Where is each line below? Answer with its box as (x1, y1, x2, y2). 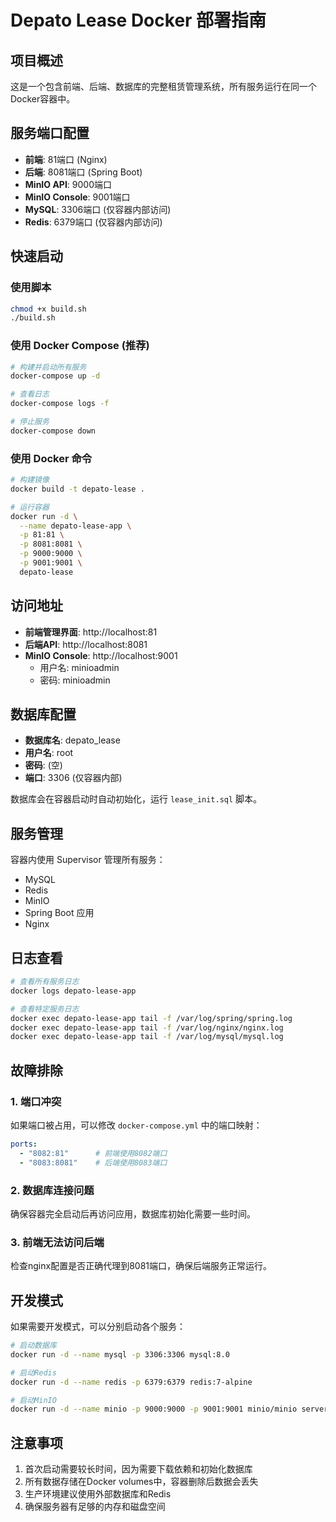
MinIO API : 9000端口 (24, 178, 112, 190)
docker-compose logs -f (10, 399, 110, 409)
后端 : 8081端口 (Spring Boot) (24, 166, 143, 178)
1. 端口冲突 (10, 1094, 62, 1108)
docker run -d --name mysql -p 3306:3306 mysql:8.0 (10, 1349, 230, 1360)
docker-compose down (10, 426, 97, 436)
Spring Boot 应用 (24, 907, 95, 919)
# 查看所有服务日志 (10, 977, 80, 987)
